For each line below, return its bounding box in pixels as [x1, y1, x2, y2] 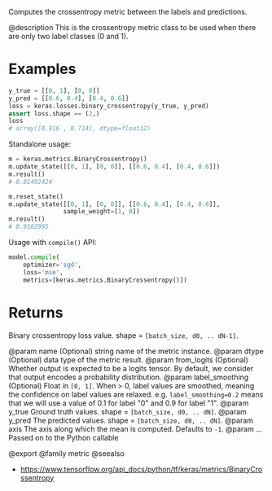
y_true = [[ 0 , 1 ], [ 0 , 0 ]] [8, 86, 100, 94]
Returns [8, 303, 64, 322]
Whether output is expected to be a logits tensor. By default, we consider [8, 363, 254, 373]
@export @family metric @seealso [8, 448, 125, 458]
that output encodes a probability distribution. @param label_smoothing [8, 372, 249, 382]
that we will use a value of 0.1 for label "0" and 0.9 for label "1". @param [8, 398, 249, 408]
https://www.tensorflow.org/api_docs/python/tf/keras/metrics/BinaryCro [20, 464, 263, 474]
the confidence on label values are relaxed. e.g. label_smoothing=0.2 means [8, 389, 264, 399]
